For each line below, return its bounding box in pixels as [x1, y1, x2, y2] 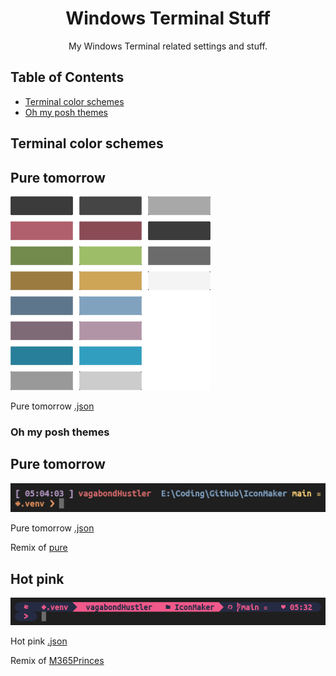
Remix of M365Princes [10, 654, 105, 666]
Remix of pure [10, 542, 68, 554]
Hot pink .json [10, 635, 68, 647]
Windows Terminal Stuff [65, 7, 271, 30]
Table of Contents [10, 69, 125, 86]
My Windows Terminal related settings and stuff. [68, 40, 268, 52]
